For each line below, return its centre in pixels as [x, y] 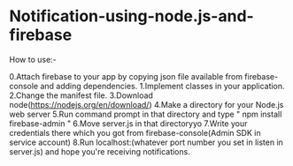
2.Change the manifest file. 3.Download [81, 95]
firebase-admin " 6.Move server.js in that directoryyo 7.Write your [128, 123]
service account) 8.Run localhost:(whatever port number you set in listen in [146, 142]
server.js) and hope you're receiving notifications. [100, 151]
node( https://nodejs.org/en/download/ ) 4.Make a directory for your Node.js [146, 104]
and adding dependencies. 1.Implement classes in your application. [162, 86]
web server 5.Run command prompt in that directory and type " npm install [146, 114]
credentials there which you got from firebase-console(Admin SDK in [135, 132]
